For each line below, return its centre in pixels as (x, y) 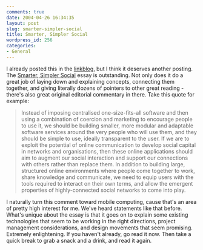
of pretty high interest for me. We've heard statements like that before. (94, 208)
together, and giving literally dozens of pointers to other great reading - (95, 88)
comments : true (25, 12)
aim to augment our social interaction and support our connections (105, 158)
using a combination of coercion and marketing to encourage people (107, 119)
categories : (21, 46)
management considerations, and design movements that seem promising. (99, 228)
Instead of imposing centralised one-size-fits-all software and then (105, 112)
